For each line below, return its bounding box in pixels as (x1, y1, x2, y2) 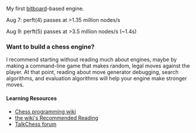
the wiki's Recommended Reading (14, 114, 99, 121)
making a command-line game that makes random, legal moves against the (6, 62, 190, 70)
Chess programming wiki (14, 108, 76, 115)
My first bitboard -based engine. (6, 5, 84, 12)
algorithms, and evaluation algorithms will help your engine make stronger (6, 75, 187, 82)
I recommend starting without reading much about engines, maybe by (6, 56, 177, 63)
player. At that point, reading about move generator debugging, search (6, 69, 179, 76)
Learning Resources (6, 95, 57, 102)
